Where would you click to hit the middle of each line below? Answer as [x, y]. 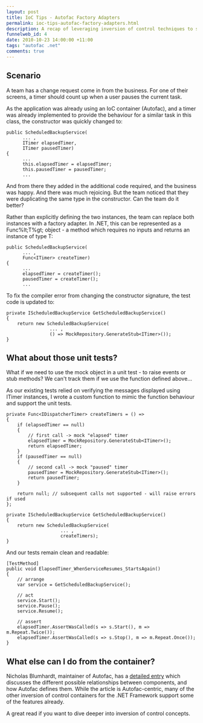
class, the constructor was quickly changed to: [64, 121]
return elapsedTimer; [55, 446]
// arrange [31, 580]
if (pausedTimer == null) [50, 457]
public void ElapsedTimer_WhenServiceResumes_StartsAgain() [84, 569]
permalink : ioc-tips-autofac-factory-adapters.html [72, 23]
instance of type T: [30, 236]
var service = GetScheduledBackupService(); [74, 585]
